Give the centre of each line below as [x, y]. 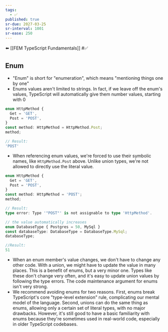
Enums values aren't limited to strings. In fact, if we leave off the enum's [88, 88]
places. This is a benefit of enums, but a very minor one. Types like [82, 270]
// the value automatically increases [46, 222]
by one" [21, 83]
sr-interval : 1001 [24, 29]
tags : [11, 10]
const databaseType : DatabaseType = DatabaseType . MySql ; [66, 231]
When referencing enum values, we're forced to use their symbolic [82, 156]
